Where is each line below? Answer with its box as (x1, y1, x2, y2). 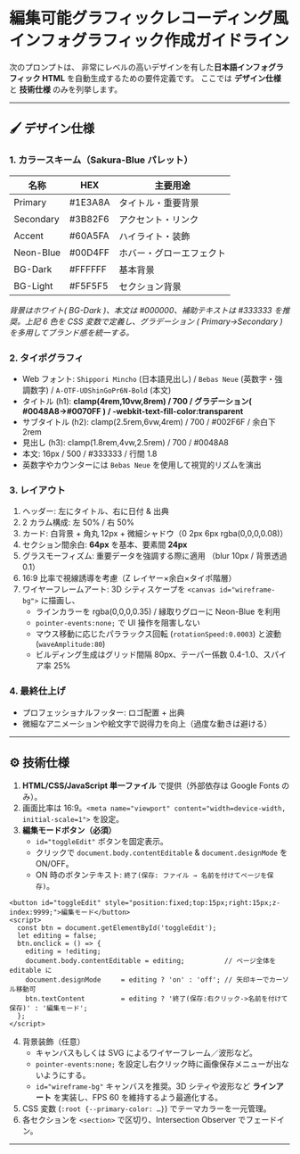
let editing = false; (17, 932, 98, 941)
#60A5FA (69, 229, 109, 242)
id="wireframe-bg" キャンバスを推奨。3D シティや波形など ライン (35, 1081, 277, 1092)
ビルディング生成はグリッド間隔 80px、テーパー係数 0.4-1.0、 (35, 649, 264, 660)
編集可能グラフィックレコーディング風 (9, 8, 289, 29)
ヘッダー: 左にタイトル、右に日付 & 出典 (21, 506, 169, 517)
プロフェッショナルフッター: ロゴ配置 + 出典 (21, 707, 185, 718)
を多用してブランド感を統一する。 (9, 327, 134, 337)
